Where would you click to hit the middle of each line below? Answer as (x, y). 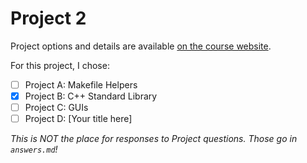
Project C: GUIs (56, 108)
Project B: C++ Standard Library (91, 96)
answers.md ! (34, 149)
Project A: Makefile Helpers (81, 84)
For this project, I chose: (60, 65)
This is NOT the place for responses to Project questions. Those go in (154, 139)
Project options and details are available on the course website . (141, 46)
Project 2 (48, 18)
